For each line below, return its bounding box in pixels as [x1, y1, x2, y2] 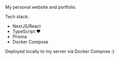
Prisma [12, 34, 27, 39]
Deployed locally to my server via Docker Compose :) [5, 49, 115, 54]
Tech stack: [5, 14, 29, 19]
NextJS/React [12, 23, 41, 29]
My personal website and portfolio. [5, 4, 77, 10]
